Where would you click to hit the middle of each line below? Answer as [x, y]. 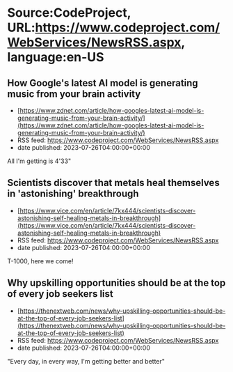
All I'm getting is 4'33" [39, 161]
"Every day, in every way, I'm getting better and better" [86, 361]
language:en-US [56, 57]
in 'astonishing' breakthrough [73, 194]
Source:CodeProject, [69, 13]
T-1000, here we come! [40, 261]
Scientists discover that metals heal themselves [114, 183]
